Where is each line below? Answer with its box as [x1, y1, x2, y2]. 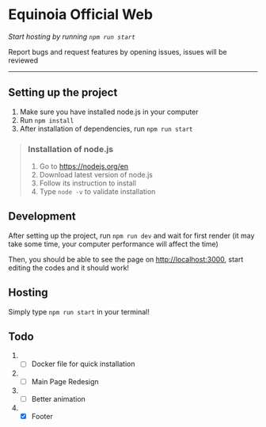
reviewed [8, 55, 39, 65]
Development [8, 210, 77, 223]
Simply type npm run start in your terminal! [8, 307, 150, 316]
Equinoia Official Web [8, 6, 153, 24]
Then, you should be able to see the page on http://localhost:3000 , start [8, 254, 244, 264]
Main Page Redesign [31, 376, 99, 386]
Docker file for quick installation [31, 359, 135, 369]
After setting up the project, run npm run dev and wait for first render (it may [8, 231, 255, 240]
